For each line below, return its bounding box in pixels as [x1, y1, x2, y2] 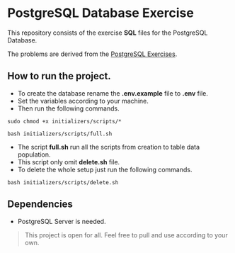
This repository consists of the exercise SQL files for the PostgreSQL [7, 28, 208, 37]
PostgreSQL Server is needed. [17, 217, 106, 225]
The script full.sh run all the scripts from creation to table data [17, 142, 200, 151]
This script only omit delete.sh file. [17, 157, 120, 166]
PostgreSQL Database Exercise [7, 5, 195, 21]
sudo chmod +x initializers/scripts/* [7, 118, 122, 125]
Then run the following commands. [17, 104, 120, 113]
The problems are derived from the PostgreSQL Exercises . [7, 50, 178, 58]
